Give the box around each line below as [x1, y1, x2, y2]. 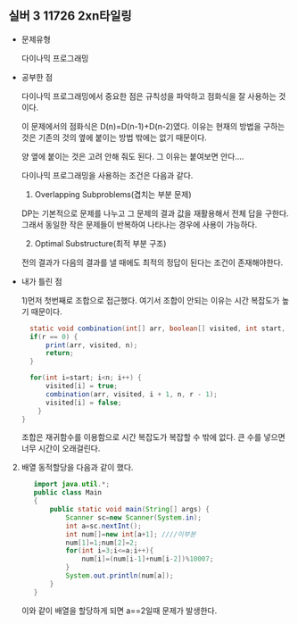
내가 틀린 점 [21, 276, 63, 287]
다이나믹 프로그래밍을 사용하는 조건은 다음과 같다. [21, 170, 194, 180]
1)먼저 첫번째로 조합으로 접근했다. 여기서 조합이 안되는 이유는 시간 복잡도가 [21, 295, 280, 305]
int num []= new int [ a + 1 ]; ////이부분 [65, 529, 196, 538]
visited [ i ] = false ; [45, 398, 122, 407]
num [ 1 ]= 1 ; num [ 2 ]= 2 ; [65, 538, 138, 547]
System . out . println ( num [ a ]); [65, 571, 174, 580]
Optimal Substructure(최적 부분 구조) [34, 237, 167, 248]
